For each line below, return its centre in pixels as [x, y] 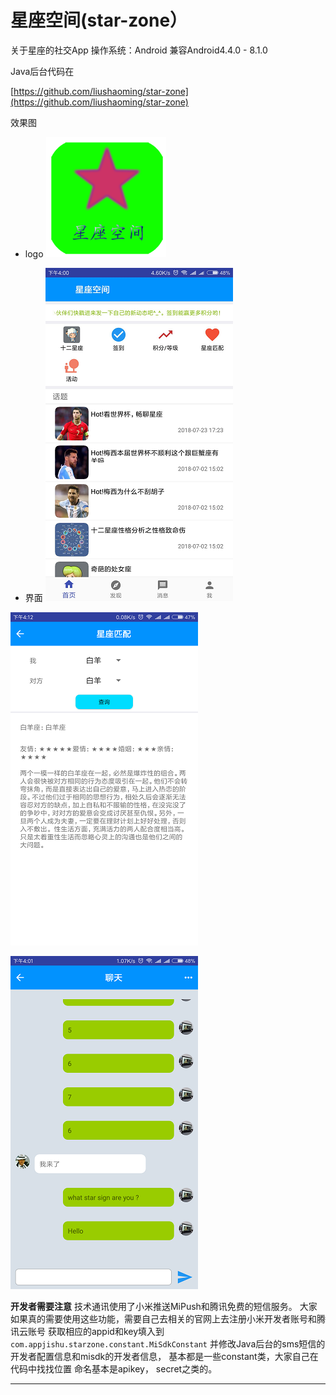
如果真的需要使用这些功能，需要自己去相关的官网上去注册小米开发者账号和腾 [168, 1318]
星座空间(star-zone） [99, 20]
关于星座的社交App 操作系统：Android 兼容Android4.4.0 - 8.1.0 [139, 50]
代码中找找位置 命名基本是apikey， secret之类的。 [114, 1368]
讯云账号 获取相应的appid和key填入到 [87, 1331]
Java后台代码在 [42, 71]
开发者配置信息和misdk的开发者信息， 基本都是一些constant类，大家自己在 [164, 1356]
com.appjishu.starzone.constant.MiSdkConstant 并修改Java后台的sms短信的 [168, 1343]
